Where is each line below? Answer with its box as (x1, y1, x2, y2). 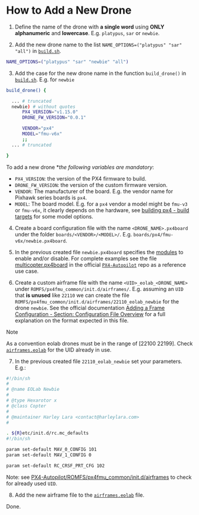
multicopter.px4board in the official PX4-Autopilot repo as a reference (14, 261, 186, 268)
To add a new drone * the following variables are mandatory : (6, 163, 154, 170)
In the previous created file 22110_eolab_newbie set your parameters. (14, 358, 182, 365)
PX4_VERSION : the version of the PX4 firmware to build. (14, 175, 147, 182)
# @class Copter (6, 403, 46, 409)
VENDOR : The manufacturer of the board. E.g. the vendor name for (14, 188, 173, 195)
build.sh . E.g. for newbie (14, 75, 75, 83)
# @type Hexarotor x (6, 397, 58, 404)
